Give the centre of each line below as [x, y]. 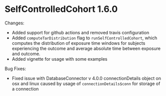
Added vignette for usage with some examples [60, 59]
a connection [25, 89]
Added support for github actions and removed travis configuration [81, 32]
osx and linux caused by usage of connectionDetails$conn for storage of [86, 84]
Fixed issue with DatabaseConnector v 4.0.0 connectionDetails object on [86, 78]
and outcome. [26, 54]
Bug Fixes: [15, 69]
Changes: [14, 23]
